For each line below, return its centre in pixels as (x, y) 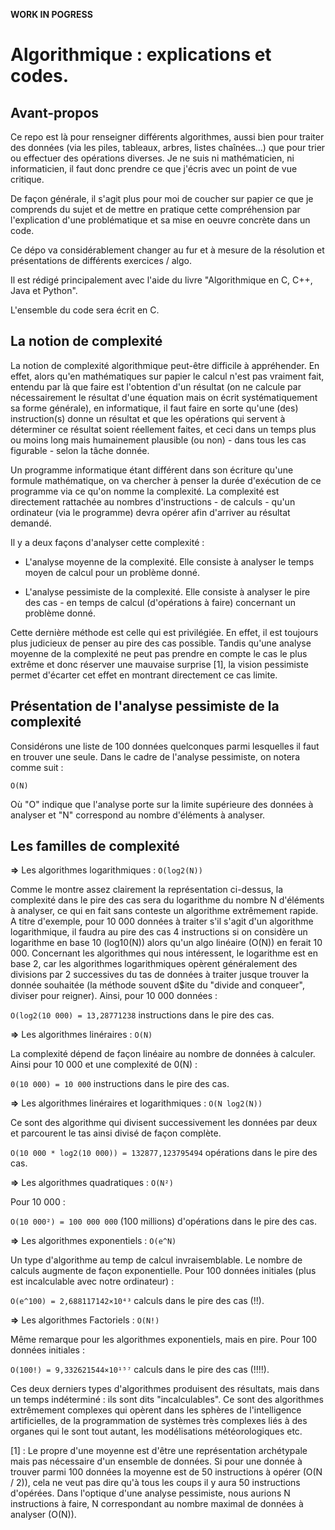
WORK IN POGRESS (51, 14)
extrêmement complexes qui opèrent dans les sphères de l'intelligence (156, 1410)
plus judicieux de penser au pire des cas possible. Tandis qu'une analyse (161, 643)
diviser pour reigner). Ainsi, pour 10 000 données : (114, 996)
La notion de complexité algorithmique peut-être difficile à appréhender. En (165, 365)
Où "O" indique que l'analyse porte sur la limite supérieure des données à (162, 804)
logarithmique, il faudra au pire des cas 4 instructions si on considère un (159, 932)
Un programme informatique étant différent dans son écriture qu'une (152, 470)
